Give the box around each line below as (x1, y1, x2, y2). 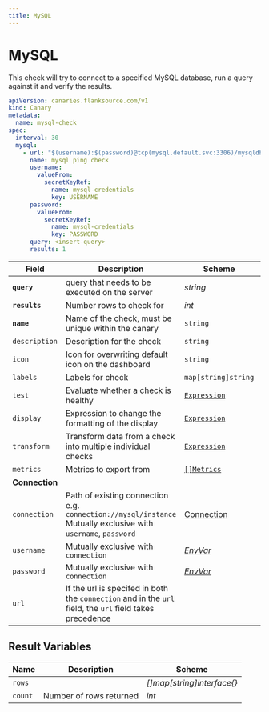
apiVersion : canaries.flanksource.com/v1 (8, 97, 149, 105)
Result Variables (8, 640, 92, 654)
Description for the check (65, 335, 162, 346)
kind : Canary (8, 104, 52, 112)
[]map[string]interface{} (146, 677, 238, 688)
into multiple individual (65, 441, 151, 452)
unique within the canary (65, 322, 159, 334)
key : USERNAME (50, 193, 98, 201)
